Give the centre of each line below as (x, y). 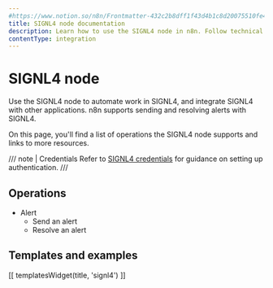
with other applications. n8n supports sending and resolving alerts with (127, 110)
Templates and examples (73, 256)
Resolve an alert (59, 230)
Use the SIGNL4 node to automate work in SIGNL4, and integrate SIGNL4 (131, 102)
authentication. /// (39, 168)
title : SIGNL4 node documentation (67, 24)
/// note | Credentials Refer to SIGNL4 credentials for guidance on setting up (136, 159)
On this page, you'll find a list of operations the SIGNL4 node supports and (133, 134)
